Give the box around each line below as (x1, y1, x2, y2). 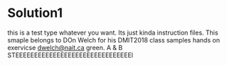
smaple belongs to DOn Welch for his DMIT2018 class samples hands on (7, 35, 221, 44)
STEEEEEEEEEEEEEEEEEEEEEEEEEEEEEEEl (7, 51, 134, 59)
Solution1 (7, 5, 63, 21)
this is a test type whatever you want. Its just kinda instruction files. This (7, 28, 218, 37)
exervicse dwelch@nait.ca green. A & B (7, 43, 123, 52)
